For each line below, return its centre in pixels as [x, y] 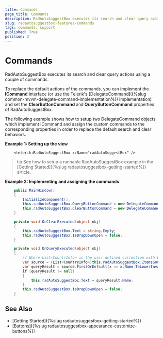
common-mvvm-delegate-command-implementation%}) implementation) [78, 99]
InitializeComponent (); [46, 199]
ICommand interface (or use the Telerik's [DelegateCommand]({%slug [76, 94]
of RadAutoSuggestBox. [29, 109]
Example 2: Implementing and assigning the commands [62, 181]
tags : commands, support [30, 28]
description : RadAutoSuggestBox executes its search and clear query [77, 18]
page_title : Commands [27, 14]
